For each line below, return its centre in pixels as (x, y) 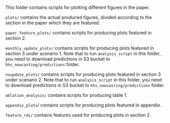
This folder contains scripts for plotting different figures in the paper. (78, 7)
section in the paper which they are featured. (53, 23)
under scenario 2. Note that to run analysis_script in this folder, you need (84, 80)
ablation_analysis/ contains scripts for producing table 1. (67, 95)
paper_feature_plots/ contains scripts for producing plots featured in (79, 33)
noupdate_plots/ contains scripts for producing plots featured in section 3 (83, 74)
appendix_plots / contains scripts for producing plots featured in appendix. (83, 105)
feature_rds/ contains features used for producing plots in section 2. (78, 115)
